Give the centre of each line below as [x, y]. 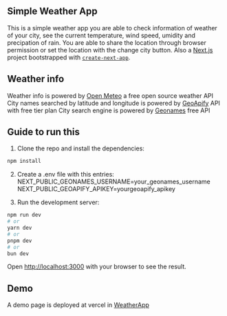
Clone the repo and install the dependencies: [80, 148]
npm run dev [24, 215]
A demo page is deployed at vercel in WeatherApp [78, 305]
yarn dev [20, 228]
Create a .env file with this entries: [66, 175]
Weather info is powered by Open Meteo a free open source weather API [110, 95]
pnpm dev [20, 241]
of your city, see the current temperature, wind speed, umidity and [101, 35]
